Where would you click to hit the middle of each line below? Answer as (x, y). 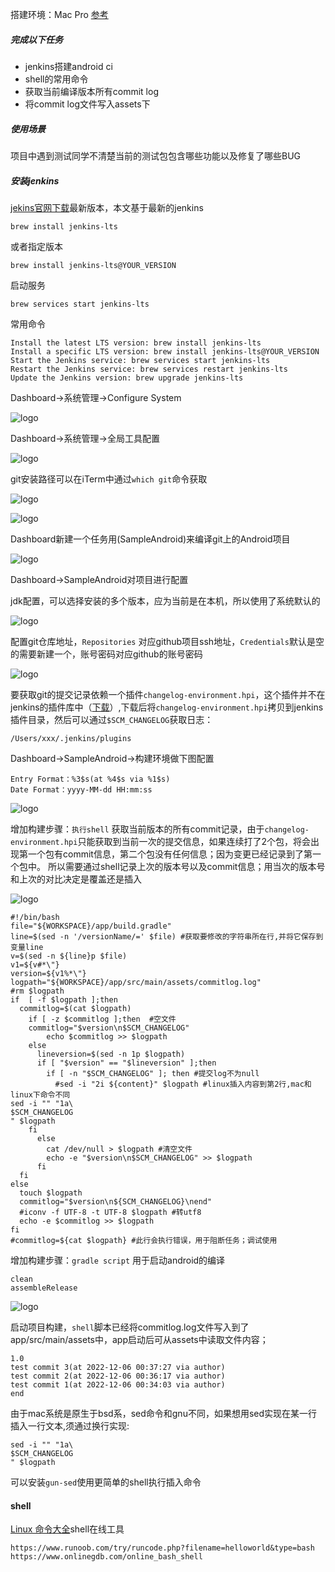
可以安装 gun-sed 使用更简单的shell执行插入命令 (106, 1482)
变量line (27, 947)
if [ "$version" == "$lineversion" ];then (126, 1063)
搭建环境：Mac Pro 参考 (59, 14)
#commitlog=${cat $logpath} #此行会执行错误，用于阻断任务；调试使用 (144, 1240)
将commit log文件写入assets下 (87, 104)
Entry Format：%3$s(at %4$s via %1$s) (90, 779)
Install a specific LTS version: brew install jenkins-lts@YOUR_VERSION (165, 351)
